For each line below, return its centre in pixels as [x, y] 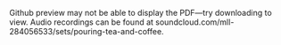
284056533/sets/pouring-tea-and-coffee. [87, 31]
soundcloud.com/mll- [195, 22]
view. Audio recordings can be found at [82, 22]
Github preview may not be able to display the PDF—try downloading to [140, 13]
